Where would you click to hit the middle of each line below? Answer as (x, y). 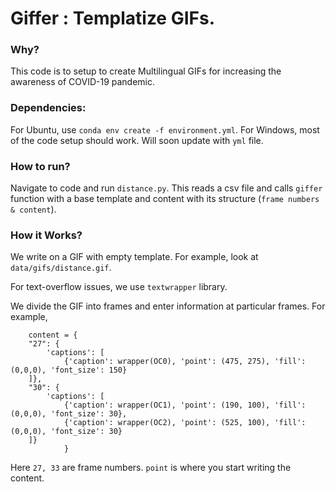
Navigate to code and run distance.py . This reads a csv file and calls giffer (166, 188)
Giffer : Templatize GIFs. (113, 18)
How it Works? (46, 235)
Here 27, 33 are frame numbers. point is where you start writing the (151, 468)
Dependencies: (48, 108)
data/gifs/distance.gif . (61, 268)
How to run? (40, 166)
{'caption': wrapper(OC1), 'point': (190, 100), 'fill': (185, 405)
